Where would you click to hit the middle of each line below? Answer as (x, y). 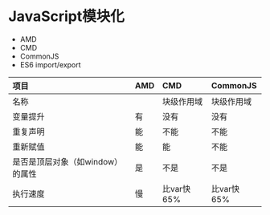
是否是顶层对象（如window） (67, 161)
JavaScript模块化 (66, 16)
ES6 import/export (51, 64)
